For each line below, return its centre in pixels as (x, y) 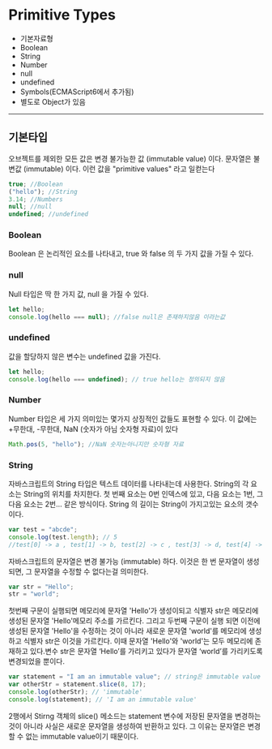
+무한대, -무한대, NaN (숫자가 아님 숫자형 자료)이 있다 (93, 428)
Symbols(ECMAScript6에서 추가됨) (77, 92)
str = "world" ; (34, 594)
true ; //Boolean (36, 184)
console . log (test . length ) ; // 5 (63, 537)
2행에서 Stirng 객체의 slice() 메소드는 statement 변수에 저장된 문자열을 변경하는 (135, 716)
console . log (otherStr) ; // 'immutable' (76, 692)
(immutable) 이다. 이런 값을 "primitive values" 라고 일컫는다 (119, 169)
